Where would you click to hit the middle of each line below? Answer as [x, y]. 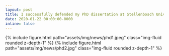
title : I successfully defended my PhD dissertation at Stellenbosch [80, 14]
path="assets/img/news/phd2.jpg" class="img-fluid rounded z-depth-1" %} [84, 48]
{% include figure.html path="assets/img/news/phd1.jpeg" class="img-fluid [83, 38]
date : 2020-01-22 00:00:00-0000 [39, 19]
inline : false [20, 24]
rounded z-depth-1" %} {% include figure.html [53, 43]
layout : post [19, 10]
